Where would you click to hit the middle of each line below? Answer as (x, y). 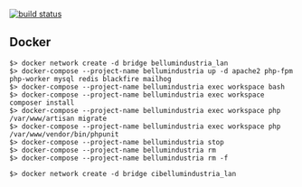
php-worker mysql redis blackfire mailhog (90, 79)
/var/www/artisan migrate (58, 118)
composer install (42, 103)
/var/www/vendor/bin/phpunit (64, 134)
